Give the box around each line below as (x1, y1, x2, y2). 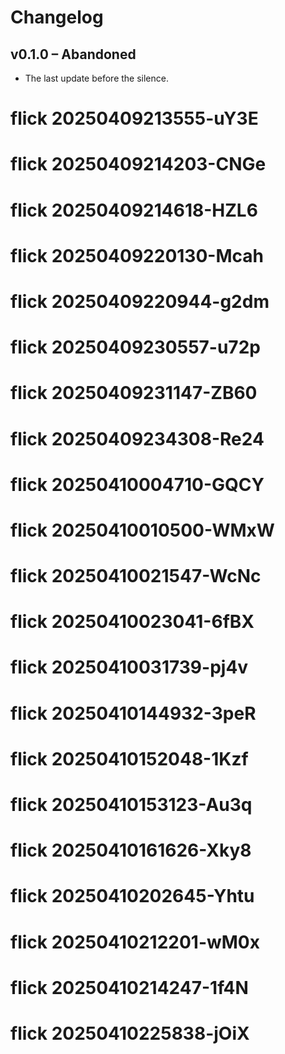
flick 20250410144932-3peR (10, 702, 257, 725)
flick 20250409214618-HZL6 (10, 199, 258, 221)
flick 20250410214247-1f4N (10, 976, 249, 999)
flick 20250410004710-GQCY (10, 473, 265, 496)
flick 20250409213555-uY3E (10, 107, 259, 130)
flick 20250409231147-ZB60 (10, 382, 258, 405)
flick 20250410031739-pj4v (10, 656, 249, 679)
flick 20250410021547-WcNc (10, 565, 262, 588)
